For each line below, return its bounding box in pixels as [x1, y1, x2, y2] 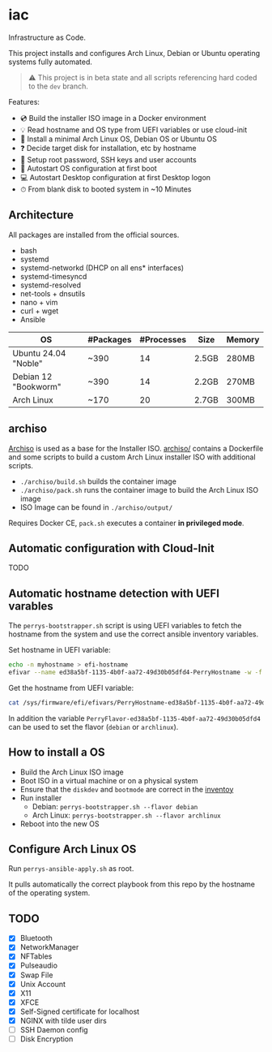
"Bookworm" [12, 381, 62, 392]
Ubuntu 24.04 [12, 347, 66, 359]
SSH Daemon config [19, 1024, 88, 1034]
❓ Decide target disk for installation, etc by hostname [19, 143, 197, 153]
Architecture [8, 209, 74, 222]
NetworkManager [19, 942, 79, 952]
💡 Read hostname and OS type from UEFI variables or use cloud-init [19, 124, 248, 135]
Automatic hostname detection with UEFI [8, 586, 220, 600]
